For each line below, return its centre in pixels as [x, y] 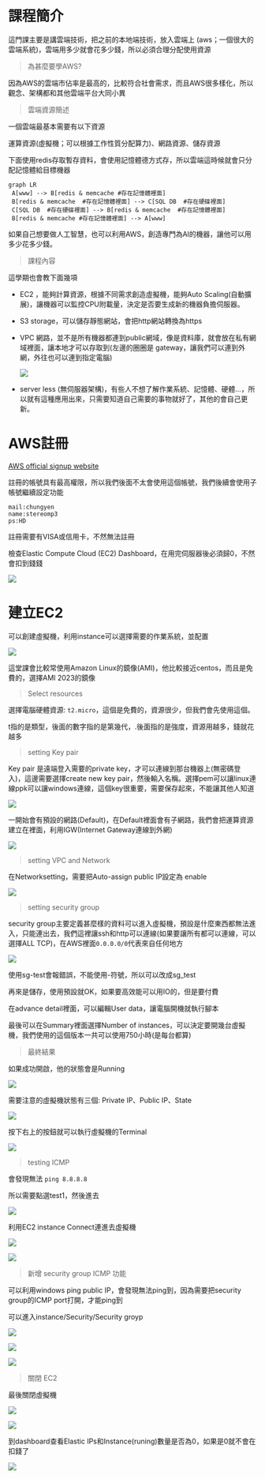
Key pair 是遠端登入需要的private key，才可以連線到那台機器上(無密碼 [121, 768]
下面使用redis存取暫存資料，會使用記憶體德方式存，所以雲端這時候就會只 [127, 160]
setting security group [63, 907]
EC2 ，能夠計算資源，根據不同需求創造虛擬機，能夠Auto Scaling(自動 [132, 294]
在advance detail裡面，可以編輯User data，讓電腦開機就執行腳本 [114, 1008]
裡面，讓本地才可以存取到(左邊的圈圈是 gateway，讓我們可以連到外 [136, 347]
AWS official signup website [54, 466]
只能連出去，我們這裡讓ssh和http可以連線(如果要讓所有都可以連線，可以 [139, 933]
